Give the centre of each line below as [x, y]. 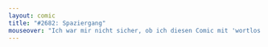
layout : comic [32, 16]
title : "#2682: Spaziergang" [57, 23]
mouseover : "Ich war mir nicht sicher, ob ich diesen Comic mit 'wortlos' [136, 30]
